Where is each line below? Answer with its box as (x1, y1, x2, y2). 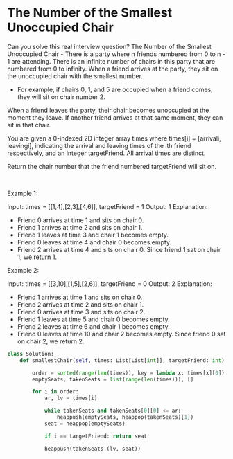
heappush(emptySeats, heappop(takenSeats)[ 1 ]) (56, 414, 194, 421)
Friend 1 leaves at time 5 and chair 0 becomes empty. (17, 315, 170, 323)
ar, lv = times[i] (44, 395, 98, 402)
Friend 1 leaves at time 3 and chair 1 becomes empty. (17, 231, 169, 239)
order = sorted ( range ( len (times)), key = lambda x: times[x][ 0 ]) (32, 369, 225, 377)
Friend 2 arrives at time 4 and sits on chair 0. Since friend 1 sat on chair (17, 245, 221, 253)
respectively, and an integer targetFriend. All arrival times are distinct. (7, 149, 206, 157)
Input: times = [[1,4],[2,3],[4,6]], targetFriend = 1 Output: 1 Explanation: (7, 202, 208, 210)
